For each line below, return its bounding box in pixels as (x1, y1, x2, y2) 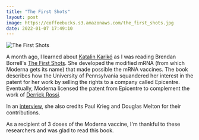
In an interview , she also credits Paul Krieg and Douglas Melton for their (6, 102, 181, 110)
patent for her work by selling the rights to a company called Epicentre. (6, 79, 180, 86)
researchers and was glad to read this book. (6, 127, 114, 134)
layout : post (6, 14, 39, 20)
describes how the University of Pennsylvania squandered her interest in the (6, 72, 194, 79)
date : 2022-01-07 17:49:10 (6, 25, 73, 32)
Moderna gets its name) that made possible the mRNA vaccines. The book (6, 66, 188, 73)
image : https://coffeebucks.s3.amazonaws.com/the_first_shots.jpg (6, 20, 174, 26)
